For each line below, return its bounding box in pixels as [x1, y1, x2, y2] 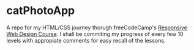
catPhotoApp [6, 4, 75, 18]
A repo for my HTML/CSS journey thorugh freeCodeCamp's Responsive [6, 24, 188, 31]
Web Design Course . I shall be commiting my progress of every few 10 [6, 30, 184, 37]
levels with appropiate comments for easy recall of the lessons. [6, 37, 166, 44]
